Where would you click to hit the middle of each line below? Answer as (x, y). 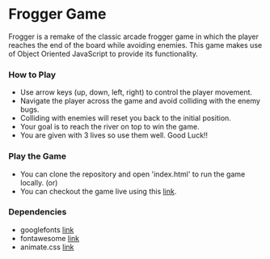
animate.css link (47, 247)
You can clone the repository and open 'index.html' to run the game (133, 174)
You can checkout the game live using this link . (98, 191)
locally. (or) (39, 182)
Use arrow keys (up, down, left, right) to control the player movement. (136, 92)
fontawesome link (50, 238)
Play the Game (38, 156)
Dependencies (38, 212)
